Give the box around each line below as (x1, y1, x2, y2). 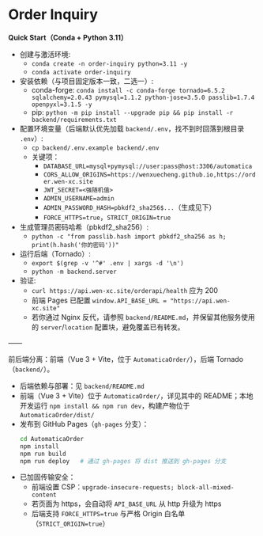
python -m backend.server (31, 268, 117, 276)
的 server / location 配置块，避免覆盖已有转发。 (31, 322, 185, 332)
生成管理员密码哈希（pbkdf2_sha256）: (19, 222, 149, 231)
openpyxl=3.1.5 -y (31, 101, 92, 108)
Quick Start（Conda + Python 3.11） (8, 32, 128, 42)
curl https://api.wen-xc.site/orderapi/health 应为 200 (31, 285, 219, 295)
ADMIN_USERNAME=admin (43, 194, 115, 203)
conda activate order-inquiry (31, 68, 132, 76)
